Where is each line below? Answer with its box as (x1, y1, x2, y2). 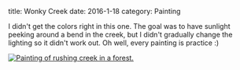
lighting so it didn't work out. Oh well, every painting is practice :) (8, 38, 220, 47)
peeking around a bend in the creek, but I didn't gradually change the (8, 30, 233, 39)
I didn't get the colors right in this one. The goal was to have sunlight (8, 22, 231, 30)
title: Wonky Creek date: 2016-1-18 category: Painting (8, 7, 181, 16)
